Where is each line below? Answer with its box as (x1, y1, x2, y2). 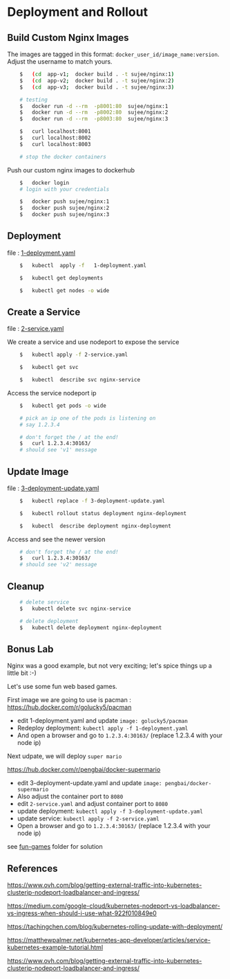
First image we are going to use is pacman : (7, 696, 131, 704)
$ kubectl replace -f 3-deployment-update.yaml (19, 497, 166, 504)
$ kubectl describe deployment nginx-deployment (19, 522, 171, 530)
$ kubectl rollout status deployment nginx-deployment (19, 510, 187, 517)
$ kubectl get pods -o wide (19, 402, 107, 409)
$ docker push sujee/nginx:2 (19, 205, 110, 212)
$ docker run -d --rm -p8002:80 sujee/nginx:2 (19, 109, 169, 116)
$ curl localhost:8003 (19, 141, 91, 147)
